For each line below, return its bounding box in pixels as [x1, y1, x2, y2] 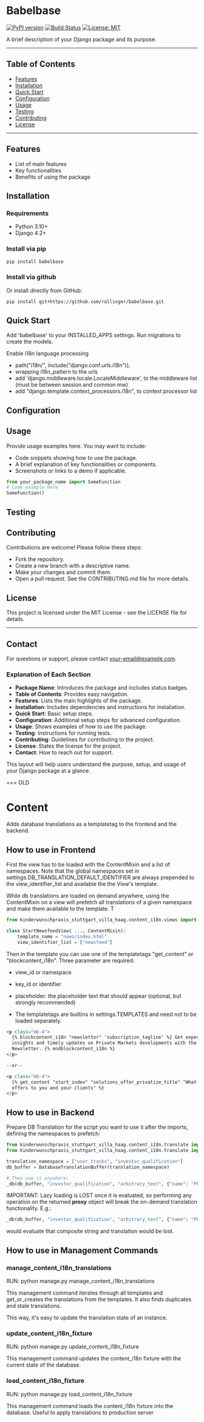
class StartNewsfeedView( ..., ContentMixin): [6, 927, 126, 934]
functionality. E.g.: [6, 1205, 52, 1212]
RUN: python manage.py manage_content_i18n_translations [6, 1277, 155, 1284]
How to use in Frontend [6, 845, 96, 855]
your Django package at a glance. [6, 767, 91, 774]
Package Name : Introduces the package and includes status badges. [15, 684, 189, 691]
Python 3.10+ [15, 223, 49, 230]
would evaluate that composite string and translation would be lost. [6, 1227, 174, 1235]
